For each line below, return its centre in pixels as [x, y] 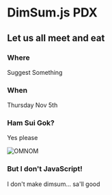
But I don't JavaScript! [45, 169]
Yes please [23, 138]
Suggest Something [35, 72]
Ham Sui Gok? [31, 123]
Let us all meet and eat [56, 38]
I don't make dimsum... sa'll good [54, 184]
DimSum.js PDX [52, 13]
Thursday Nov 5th [32, 105]
